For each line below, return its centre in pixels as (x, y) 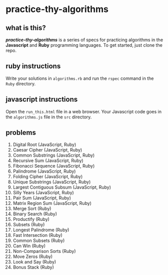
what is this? (26, 28)
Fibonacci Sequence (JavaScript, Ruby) (54, 166)
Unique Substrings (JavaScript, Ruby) (52, 182)
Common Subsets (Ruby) (39, 241)
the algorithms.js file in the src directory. (49, 117)
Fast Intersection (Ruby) (38, 235)
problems (21, 133)
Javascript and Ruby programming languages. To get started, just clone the (84, 45)
